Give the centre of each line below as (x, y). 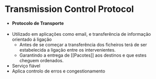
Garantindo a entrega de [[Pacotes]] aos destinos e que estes (83, 55)
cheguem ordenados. (41, 61)
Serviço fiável (26, 66)
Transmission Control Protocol (69, 9)
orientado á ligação (32, 39)
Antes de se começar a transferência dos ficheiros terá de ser (83, 45)
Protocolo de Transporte (38, 23)
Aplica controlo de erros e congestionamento (58, 71)
